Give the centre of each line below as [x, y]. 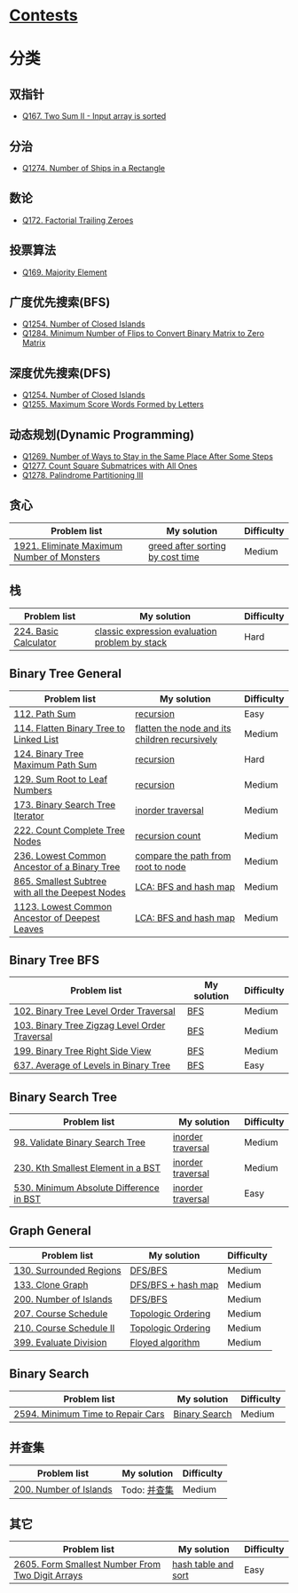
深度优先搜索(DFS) [60, 373]
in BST [27, 1199]
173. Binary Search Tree [65, 804]
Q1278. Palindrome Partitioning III [82, 475]
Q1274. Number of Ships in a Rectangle [94, 168]
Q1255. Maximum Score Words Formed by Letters [113, 404]
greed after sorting [187, 545]
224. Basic [36, 631]
